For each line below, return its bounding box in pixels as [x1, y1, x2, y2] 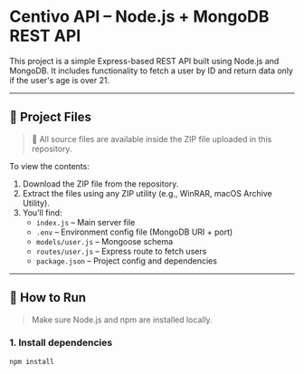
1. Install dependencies [9, 337, 113, 350]
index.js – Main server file [35, 216, 136, 227]
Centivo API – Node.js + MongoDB [9, 6, 270, 27]
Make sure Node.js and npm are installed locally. [31, 314, 213, 325]
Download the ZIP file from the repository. [22, 178, 179, 189]
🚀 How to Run [9, 290, 87, 305]
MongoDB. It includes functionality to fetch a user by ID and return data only [9, 65, 294, 76]
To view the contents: [9, 160, 90, 171]
